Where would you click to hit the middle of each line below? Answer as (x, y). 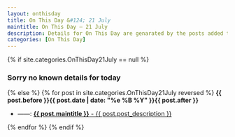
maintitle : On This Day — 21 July (58, 27)
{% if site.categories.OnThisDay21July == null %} (78, 59)
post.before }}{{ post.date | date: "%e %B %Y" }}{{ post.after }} (103, 100)
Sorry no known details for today (64, 78)
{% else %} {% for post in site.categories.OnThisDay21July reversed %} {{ (114, 93)
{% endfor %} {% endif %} (46, 127)
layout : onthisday (34, 14)
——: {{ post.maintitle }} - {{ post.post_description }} (94, 114)
